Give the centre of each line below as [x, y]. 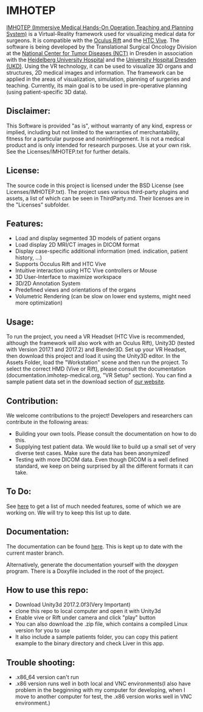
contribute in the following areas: [48, 422]
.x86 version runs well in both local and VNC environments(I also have [103, 683]
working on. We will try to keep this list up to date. [69, 512]
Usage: [20, 322]
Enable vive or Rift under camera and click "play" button [85, 618]
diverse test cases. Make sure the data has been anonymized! [93, 453]
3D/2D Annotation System [48, 284]
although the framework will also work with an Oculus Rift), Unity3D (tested [101, 343]
